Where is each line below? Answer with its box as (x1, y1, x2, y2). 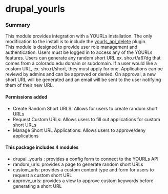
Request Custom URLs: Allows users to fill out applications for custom (12, 116, 160, 122)
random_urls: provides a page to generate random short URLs (12, 161, 143, 167)
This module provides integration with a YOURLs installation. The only (5, 33, 153, 39)
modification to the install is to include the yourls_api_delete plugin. (5, 38, 147, 45)
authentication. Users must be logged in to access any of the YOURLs (5, 49, 153, 55)
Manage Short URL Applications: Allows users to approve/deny (12, 127, 146, 133)
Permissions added (5, 94, 48, 100)
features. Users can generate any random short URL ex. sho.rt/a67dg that (5, 55, 161, 61)
